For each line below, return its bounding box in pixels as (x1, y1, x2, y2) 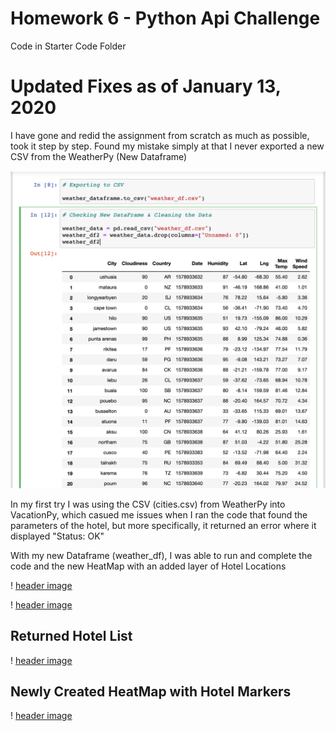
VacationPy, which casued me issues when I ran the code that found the (10, 508, 308, 521)
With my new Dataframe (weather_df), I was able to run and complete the (10, 549, 313, 561)
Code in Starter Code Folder (10, 40, 127, 52)
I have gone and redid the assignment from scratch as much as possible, (10, 129, 310, 141)
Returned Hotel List (10, 628, 133, 645)
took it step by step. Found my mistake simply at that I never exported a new (10, 140, 325, 152)
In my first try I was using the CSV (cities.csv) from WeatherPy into (10, 498, 286, 510)
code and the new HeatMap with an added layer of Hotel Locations (10, 560, 287, 572)
